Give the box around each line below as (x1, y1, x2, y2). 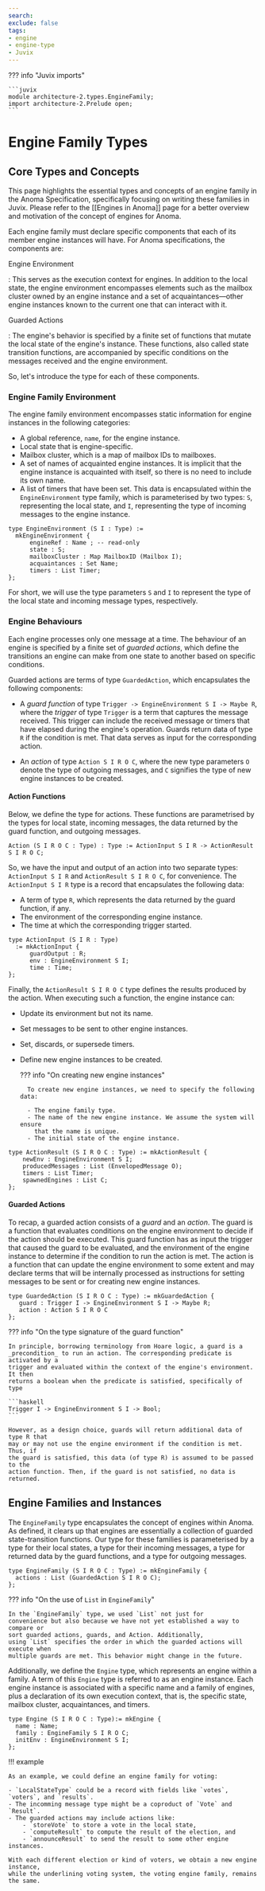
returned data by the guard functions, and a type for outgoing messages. (8, 1551, 248, 1561)
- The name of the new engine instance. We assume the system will (27, 1113, 255, 1121)
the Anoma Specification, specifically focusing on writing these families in (8, 194, 250, 204)
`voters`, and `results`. (8, 1793, 94, 1801)
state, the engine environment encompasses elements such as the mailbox (8, 283, 252, 292)
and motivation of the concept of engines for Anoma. (8, 212, 182, 221)
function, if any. (19, 903, 71, 912)
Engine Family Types (8, 133, 148, 151)
